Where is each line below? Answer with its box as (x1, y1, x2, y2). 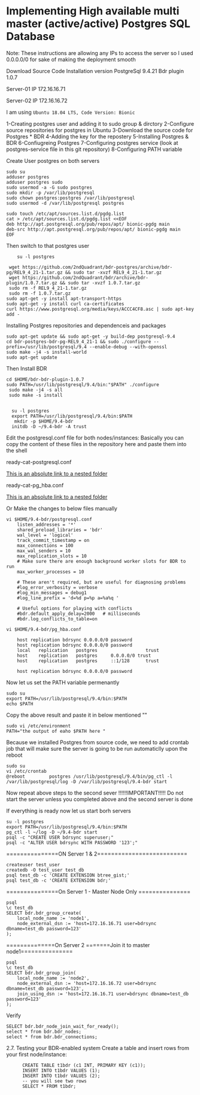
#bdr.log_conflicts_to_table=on (17, 615, 98, 622)
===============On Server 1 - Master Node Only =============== (6, 888, 190, 895)
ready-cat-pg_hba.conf (6, 481, 64, 489)
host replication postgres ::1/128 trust (17, 657, 160, 664)
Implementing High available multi (6, 4, 180, 18)
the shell (6, 447, 28, 454)
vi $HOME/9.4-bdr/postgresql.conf (6, 516, 93, 522)
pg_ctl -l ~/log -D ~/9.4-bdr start (6, 829, 98, 835)
